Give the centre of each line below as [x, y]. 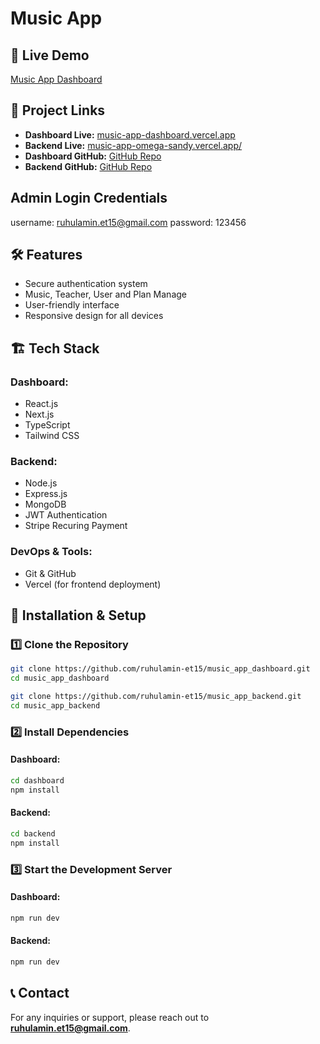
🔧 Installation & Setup [78, 615]
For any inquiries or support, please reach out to [110, 1017]
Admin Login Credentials [89, 198]
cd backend [33, 833]
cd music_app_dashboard [60, 678]
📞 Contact [40, 993]
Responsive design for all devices [94, 316]
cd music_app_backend [55, 706]
